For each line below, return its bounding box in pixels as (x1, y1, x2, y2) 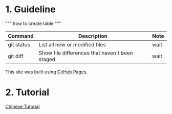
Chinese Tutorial (5, 103, 40, 109)
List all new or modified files (38, 41, 106, 48)
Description (78, 32, 107, 39)
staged (38, 55, 55, 63)
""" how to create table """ (5, 20, 61, 26)
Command (8, 32, 34, 39)
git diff (8, 52, 24, 60)
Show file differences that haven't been (38, 49, 133, 56)
